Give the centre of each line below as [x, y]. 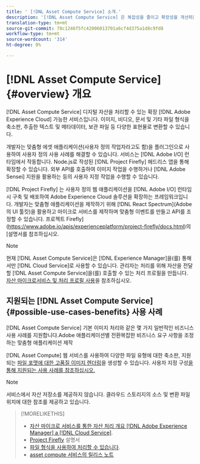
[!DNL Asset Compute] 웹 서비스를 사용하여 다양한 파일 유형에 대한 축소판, [93, 355]
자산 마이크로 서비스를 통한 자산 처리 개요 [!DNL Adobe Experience [108, 426]
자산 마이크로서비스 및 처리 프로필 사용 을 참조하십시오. [69, 280]
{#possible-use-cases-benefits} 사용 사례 [84, 312]
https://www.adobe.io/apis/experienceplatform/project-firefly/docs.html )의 [100, 226]
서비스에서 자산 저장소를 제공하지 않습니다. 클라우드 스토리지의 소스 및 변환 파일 [98, 394]
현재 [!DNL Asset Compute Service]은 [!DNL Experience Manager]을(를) [93, 258]
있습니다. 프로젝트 [44, 219]
